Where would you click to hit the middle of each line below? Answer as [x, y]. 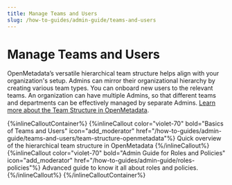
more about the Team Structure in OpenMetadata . [78, 110]
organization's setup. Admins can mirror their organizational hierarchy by [111, 81]
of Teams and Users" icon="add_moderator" [71, 131]
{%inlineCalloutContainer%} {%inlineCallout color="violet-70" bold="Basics [115, 124]
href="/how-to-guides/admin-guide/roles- [134, 161]
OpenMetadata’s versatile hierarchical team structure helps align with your [113, 73]
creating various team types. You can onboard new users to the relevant [110, 88]
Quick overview [199, 139]
